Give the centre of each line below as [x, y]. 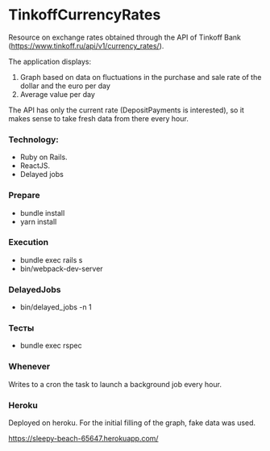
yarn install [38, 221]
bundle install [42, 213]
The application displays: [50, 61]
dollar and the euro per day [65, 86]
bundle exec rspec [51, 346]
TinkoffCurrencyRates [85, 15]
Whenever [29, 367]
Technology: [33, 139]
